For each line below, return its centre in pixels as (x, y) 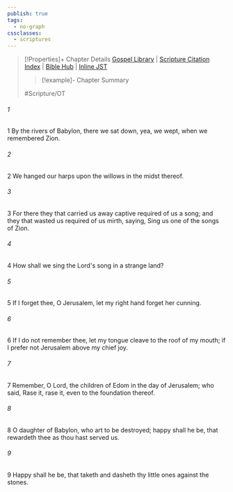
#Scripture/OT (45, 94)
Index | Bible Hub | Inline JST (66, 67)
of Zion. (18, 228)
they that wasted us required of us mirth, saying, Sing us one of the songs (113, 220)
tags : (15, 20)
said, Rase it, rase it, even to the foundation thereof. (81, 393)
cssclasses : (24, 33)
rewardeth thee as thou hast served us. (63, 437)
